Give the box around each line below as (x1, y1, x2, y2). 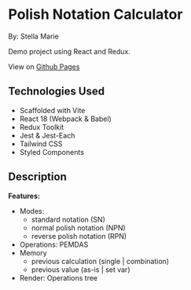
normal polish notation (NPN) (31, 222, 126, 233)
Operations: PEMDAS (19, 240, 89, 249)
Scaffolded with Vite (19, 105, 86, 115)
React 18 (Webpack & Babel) (19, 114, 112, 123)
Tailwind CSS (19, 139, 63, 149)
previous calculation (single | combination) (31, 256, 170, 266)
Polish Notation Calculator (8, 6, 183, 24)
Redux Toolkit (19, 122, 64, 131)
